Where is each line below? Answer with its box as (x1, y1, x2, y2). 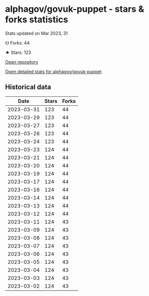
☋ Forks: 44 (5, 40, 30, 45)
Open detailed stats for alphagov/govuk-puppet (5, 68, 102, 75)
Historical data (5, 83, 51, 91)
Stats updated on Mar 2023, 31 (5, 30, 68, 36)
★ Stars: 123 (5, 49, 31, 55)
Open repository (5, 59, 38, 65)
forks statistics (5, 14, 68, 25)
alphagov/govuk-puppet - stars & (5, 3, 145, 15)
